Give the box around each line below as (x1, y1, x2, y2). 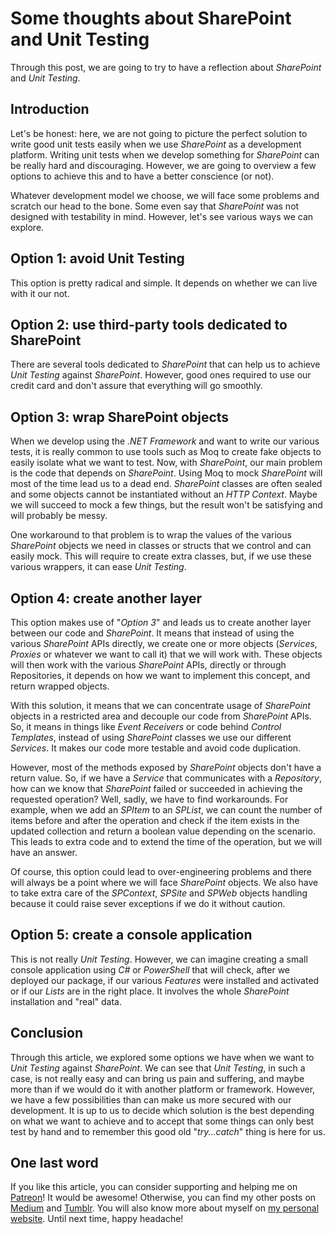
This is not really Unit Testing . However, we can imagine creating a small (10, 953, 308, 965)
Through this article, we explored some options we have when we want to (10, 1051, 315, 1063)
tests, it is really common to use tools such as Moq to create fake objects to (10, 446, 322, 458)
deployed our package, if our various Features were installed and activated (10, 974, 320, 986)
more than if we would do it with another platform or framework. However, (10, 1083, 316, 1095)
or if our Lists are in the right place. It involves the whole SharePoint (10, 985, 290, 997)
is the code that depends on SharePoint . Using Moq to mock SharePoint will (10, 467, 323, 479)
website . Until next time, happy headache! (10, 1213, 184, 1225)
